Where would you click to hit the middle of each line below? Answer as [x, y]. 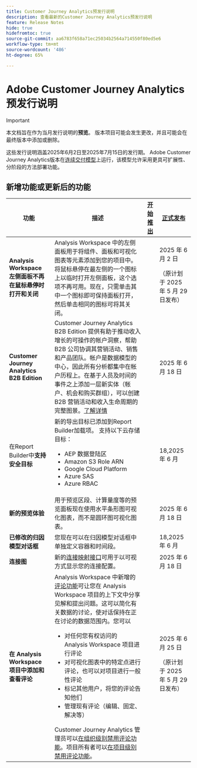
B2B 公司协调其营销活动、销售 [96, 349]
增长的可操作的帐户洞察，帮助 [95, 340]
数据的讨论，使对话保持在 [95, 613]
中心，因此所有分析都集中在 [92, 367]
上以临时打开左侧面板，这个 [92, 278]
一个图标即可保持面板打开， [98, 296]
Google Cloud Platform [96, 469]
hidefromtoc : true [28, 33]
